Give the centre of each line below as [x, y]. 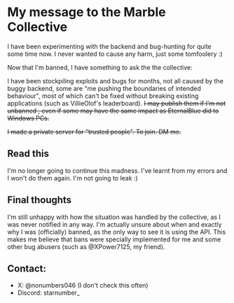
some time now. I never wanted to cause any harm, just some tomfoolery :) [115, 54]
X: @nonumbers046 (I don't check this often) [83, 286]
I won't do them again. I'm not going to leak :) [73, 178]
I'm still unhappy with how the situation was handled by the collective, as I [114, 217]
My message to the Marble [87, 12]
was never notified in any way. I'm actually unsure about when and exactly [115, 224]
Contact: [27, 268]
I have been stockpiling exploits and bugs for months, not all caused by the [116, 80]
